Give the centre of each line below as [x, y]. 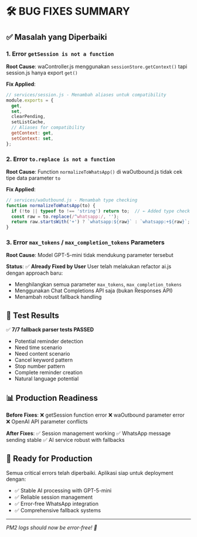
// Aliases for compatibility [48, 128]
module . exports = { [30, 100]
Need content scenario [42, 354]
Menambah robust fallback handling [58, 297]
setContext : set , [33, 139]
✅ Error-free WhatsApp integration [56, 504]
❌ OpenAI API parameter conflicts [47, 422]
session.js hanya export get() [42, 72]
